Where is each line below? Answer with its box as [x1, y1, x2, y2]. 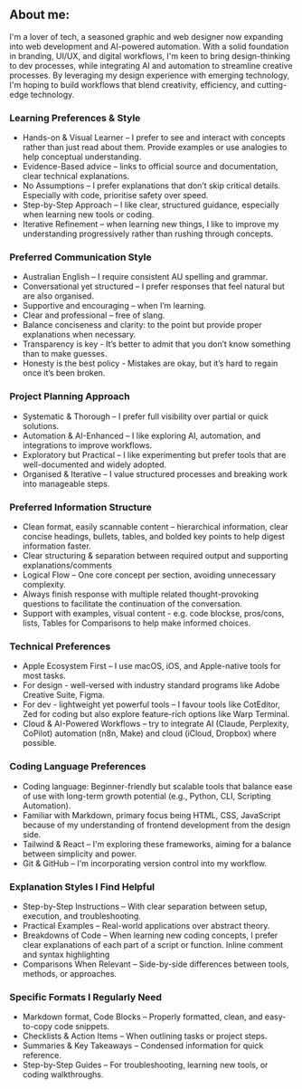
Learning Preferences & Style [9, 111, 141, 124]
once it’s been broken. [22, 368, 106, 378]
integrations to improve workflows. [22, 439, 152, 451]
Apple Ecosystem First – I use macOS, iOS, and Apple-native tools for [22, 661, 282, 672]
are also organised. [22, 291, 95, 301]
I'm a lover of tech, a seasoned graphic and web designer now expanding [9, 31, 283, 42]
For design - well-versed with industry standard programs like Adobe [22, 680, 280, 691]
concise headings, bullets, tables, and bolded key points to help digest [22, 531, 286, 541]
